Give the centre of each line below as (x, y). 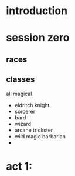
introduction (37, 11)
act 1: (19, 166)
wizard (23, 124)
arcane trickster (34, 130)
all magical (19, 94)
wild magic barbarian (40, 136)
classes (21, 80)
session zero (38, 38)
